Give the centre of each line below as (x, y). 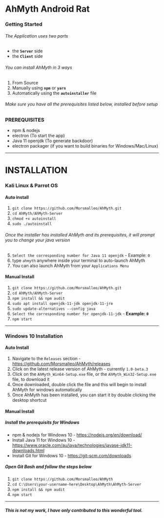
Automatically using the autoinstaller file (54, 93)
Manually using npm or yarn (39, 88)
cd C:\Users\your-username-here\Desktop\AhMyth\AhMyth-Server (77, 485)
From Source (25, 83)
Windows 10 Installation (34, 336)
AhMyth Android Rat (47, 9)
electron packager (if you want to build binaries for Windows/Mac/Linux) (85, 146)
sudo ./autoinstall (32, 224)
